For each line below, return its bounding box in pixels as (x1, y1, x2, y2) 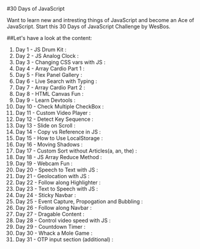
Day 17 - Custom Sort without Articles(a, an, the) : (15, 147, 137, 154)
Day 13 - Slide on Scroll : (15, 122, 76, 129)
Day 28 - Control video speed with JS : (15, 217, 111, 224)
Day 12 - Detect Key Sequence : (15, 116, 94, 123)
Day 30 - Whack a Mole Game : (15, 229, 93, 236)
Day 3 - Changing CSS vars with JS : (15, 59, 106, 66)
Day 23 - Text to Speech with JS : (15, 185, 98, 192)
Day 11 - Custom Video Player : (15, 110, 91, 116)
